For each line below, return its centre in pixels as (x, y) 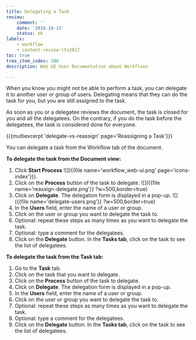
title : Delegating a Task (38, 11)
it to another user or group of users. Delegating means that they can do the (97, 94)
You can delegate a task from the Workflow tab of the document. (85, 147)
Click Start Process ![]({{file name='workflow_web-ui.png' (85, 170)
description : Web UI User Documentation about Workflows (77, 66)
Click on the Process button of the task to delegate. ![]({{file (87, 183)
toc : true (18, 55)
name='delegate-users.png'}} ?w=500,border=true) (92, 202)
